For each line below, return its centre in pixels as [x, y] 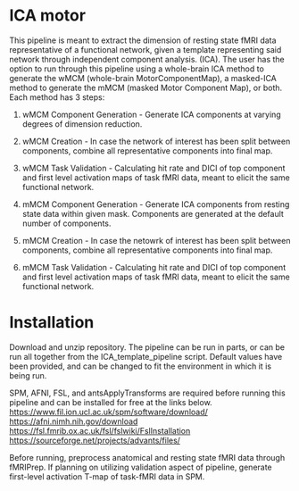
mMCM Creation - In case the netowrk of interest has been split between [156, 240]
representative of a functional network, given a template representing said [145, 49]
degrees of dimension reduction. [82, 124]
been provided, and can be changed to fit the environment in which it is [141, 366]
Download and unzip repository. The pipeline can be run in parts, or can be [147, 347]
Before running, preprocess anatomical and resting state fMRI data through [147, 457]
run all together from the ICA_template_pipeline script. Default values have [146, 356]
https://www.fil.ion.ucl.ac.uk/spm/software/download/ [108, 412]
